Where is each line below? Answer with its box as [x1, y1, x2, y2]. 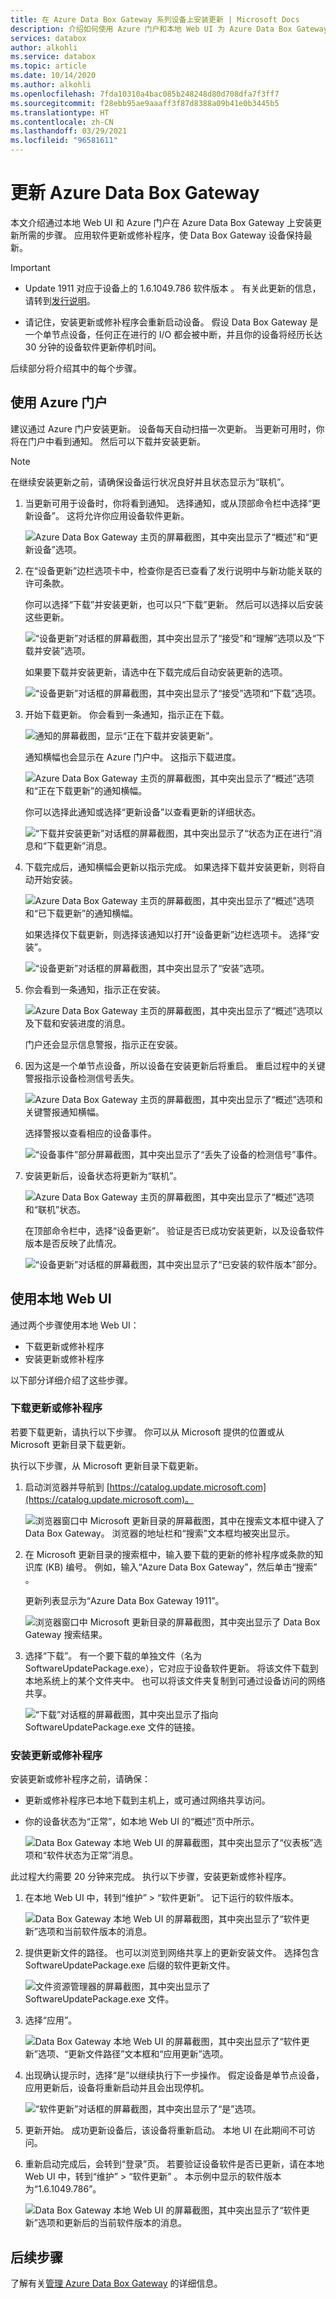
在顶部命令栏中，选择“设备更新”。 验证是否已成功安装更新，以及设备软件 [24, 1224, 325, 1236]
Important [10, 261, 51, 273]
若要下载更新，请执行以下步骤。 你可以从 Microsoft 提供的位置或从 [10, 1426, 285, 1438]
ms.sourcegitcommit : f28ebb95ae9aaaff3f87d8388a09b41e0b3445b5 [10, 98, 280, 108]
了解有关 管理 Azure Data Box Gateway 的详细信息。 [10, 2277, 223, 2289]
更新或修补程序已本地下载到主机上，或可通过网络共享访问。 [24, 1794, 271, 1806]
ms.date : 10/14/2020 [10, 71, 97, 81]
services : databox [10, 33, 87, 43]
